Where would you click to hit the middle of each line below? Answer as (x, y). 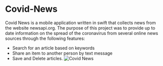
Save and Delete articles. (37, 58)
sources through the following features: (45, 38)
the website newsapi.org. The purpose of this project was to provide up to (80, 28)
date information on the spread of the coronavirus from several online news (82, 33)
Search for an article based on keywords (53, 48)
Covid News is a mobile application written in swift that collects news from (81, 23)
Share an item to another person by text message (62, 53)
